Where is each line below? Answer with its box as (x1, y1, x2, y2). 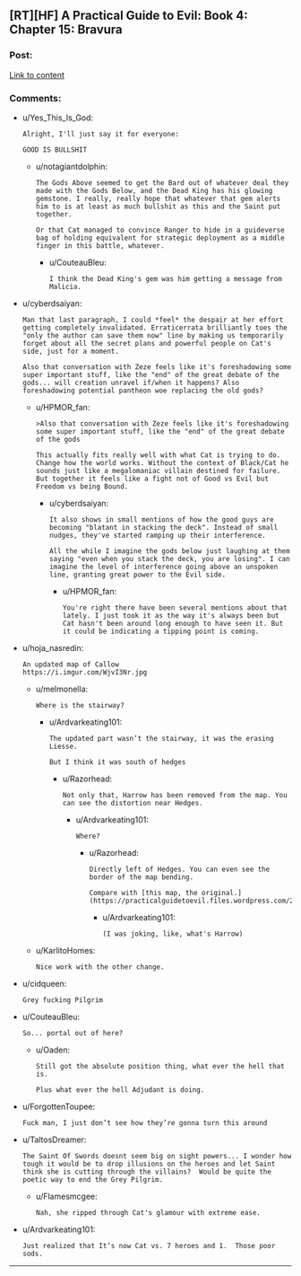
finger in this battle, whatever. (35, 241, 165, 251)
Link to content (9, 69, 65, 80)
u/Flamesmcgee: (35, 1191, 98, 1201)
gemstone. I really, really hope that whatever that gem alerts (35, 194, 281, 203)
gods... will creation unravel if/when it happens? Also (21, 378, 240, 387)
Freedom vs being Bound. (35, 481, 129, 491)
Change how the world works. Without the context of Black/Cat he (35, 458, 289, 467)
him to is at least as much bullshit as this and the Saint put (35, 202, 281, 211)
